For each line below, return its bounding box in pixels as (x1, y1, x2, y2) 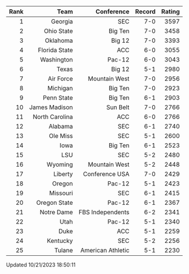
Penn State (43, 94, 73, 102)
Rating (161, 8, 180, 15)
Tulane (54, 246, 73, 254)
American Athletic (80, 246, 130, 254)
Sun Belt (106, 103, 130, 111)
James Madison (29, 103, 73, 111)
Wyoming (46, 161, 73, 168)
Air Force (48, 75, 73, 83)
